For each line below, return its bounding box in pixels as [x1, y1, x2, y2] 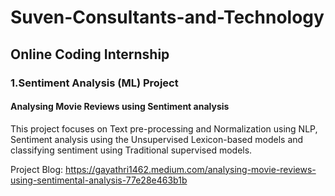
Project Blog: [10, 163, 64, 175]
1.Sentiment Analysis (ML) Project [10, 76, 179, 90]
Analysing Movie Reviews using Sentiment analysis [10, 101, 230, 113]
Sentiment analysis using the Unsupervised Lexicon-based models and [10, 133, 304, 145]
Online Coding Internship [10, 46, 170, 63]
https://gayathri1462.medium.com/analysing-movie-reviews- [64, 163, 317, 175]
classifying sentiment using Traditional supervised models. [10, 144, 253, 156]
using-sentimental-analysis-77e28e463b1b [10, 174, 188, 186]
